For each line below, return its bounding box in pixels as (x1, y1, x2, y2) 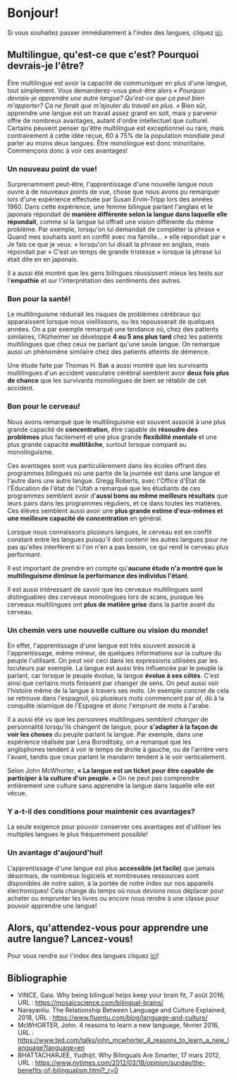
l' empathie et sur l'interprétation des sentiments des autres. (7, 276, 182, 285)
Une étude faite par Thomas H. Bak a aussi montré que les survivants (7, 361, 209, 370)
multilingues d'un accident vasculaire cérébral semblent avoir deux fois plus (7, 369, 230, 378)
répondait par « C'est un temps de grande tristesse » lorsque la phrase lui (7, 247, 221, 256)
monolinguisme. (7, 448, 54, 456)
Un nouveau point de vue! (7, 164, 97, 174)
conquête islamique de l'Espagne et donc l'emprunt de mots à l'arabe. (7, 701, 211, 710)
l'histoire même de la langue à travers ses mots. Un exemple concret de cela (7, 686, 229, 694)
